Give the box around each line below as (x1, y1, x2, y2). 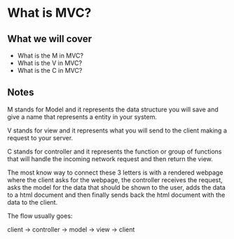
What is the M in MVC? (17, 51, 84, 60)
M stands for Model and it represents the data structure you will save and (7, 105, 219, 114)
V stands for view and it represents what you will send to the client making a (7, 126, 228, 135)
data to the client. (7, 198, 58, 206)
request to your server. (7, 133, 74, 142)
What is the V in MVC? (17, 59, 83, 67)
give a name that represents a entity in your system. (7, 112, 158, 121)
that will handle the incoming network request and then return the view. (7, 154, 213, 163)
